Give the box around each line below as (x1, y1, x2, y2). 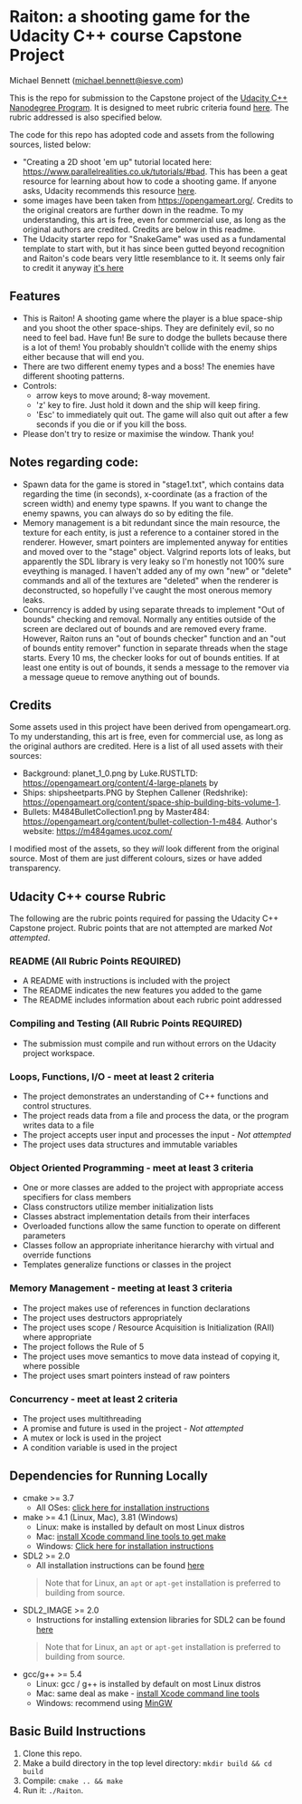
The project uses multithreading (22, 1412, 142, 1424)
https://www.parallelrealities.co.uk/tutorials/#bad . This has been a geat (22, 166, 288, 177)
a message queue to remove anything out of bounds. (22, 671, 221, 682)
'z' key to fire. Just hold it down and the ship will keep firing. (35, 399, 260, 410)
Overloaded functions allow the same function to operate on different (22, 1221, 281, 1232)
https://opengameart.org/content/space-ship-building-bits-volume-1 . (22, 797, 281, 808)
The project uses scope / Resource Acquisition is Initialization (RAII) (22, 1322, 275, 1333)
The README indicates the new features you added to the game (22, 985, 262, 996)
